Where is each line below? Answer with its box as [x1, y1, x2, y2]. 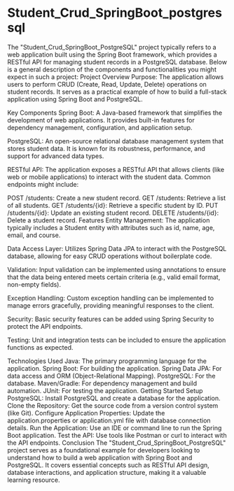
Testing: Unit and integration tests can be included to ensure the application [7, 336, 226, 344]
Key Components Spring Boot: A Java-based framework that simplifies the [7, 108, 223, 117]
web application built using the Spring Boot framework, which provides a [7, 50, 217, 59]
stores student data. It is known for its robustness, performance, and [7, 144, 205, 152]
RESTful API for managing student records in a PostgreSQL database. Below [7, 57, 228, 66]
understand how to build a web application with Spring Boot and [7, 453, 193, 462]
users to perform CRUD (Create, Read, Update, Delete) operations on [7, 80, 207, 88]
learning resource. [7, 476, 60, 484]
